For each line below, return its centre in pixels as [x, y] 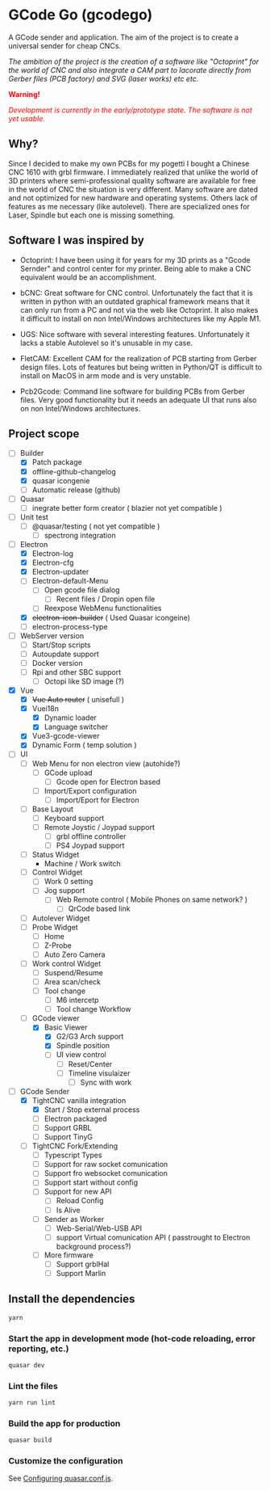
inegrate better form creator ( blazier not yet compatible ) [127, 508]
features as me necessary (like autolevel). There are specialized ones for [129, 206]
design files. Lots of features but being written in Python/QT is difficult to [141, 367]
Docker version [57, 663]
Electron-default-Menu [70, 581]
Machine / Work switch [82, 864]
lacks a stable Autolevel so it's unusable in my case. [106, 343]
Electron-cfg [53, 562]
